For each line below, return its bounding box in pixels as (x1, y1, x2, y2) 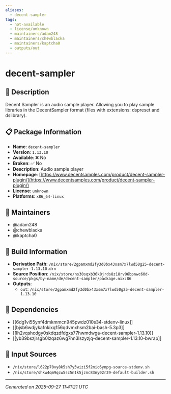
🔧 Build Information (5, 247, 68, 256)
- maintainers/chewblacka (10, 36, 65, 41)
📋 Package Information (5, 128, 82, 136)
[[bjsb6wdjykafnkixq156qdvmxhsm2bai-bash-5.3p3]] (12, 324, 125, 330)
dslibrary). (5, 112, 27, 118)
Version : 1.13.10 (12, 149, 48, 155)
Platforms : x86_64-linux (12, 193, 64, 199)
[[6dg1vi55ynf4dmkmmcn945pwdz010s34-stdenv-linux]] (12, 319, 133, 325)
